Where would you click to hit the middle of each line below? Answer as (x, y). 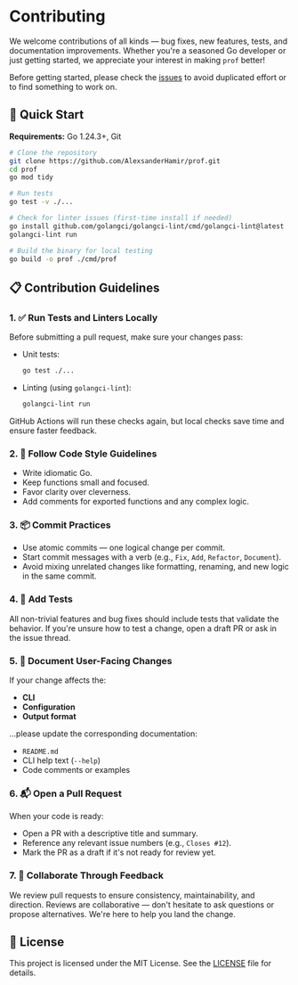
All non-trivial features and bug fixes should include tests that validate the (144, 619)
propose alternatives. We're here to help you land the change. (122, 914)
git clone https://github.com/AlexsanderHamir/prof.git (115, 161)
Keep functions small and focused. (85, 482)
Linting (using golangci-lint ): (77, 387)
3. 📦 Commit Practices (60, 525)
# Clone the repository (53, 152)
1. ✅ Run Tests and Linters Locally (84, 317)
